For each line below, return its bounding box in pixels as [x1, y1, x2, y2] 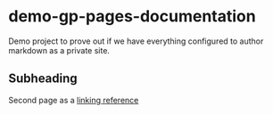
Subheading [8, 71, 78, 86]
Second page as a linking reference [8, 94, 139, 105]
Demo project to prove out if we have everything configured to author [8, 36, 264, 46]
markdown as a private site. [8, 45, 111, 55]
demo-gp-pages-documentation [8, 6, 256, 27]
